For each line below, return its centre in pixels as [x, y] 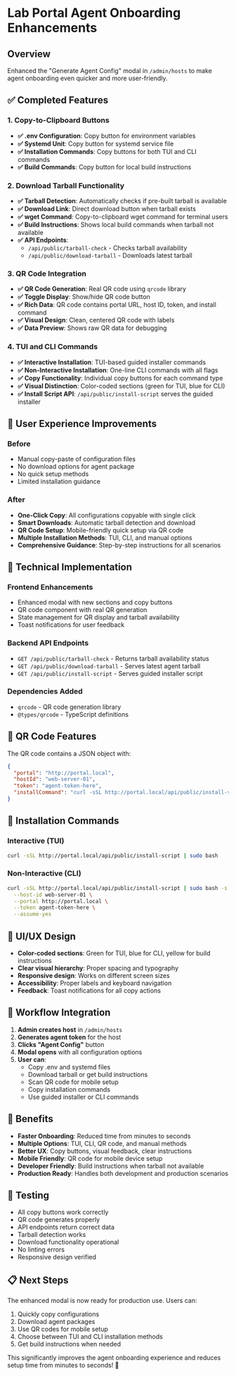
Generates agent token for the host [69, 1037]
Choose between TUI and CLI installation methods [90, 1337]
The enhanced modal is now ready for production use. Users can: [102, 1301]
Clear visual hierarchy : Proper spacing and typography [98, 968]
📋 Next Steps [38, 1280]
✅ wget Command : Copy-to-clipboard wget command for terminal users [123, 217]
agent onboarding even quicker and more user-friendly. [87, 78]
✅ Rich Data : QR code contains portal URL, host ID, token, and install [117, 305]
